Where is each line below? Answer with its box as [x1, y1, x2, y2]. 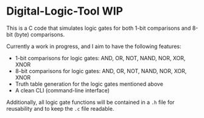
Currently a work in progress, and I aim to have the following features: [6, 43, 181, 50]
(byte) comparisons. [14, 30, 65, 38]
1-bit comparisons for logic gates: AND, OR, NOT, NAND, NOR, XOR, [15, 54, 186, 61]
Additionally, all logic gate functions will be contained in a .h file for [6, 99, 175, 106]
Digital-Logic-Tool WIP [6, 4, 124, 18]
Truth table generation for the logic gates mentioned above [15, 80, 163, 88]
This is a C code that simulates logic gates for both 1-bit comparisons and [6, 24, 191, 32]
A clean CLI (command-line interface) [15, 86, 110, 94]
